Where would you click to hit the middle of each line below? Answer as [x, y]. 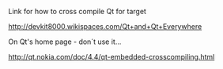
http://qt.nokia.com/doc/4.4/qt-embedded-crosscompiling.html [111, 57]
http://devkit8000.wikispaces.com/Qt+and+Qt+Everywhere [105, 26]
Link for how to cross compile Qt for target [77, 11]
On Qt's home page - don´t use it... [65, 42]
